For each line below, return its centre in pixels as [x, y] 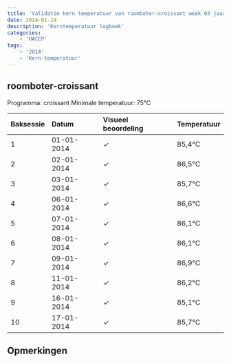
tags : [15, 45]
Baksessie [28, 124]
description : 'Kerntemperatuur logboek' [66, 26]
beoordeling [123, 128]
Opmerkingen [37, 350]
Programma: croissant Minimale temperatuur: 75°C [79, 102]
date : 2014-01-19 [32, 20]
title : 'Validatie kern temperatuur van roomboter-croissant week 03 [109, 13]
